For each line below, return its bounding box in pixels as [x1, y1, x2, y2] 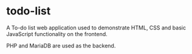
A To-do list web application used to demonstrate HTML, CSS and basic [6, 24, 187, 31]
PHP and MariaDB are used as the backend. [6, 42, 116, 49]
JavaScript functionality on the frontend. [6, 30, 108, 37]
